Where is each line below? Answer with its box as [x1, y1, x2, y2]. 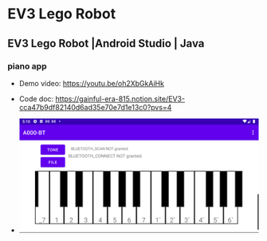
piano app [7, 61, 47, 72]
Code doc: [18, 93, 54, 104]
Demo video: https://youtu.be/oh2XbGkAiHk [18, 78, 165, 88]
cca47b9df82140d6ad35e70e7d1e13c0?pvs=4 [18, 102, 172, 112]
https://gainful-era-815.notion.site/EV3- [55, 93, 185, 104]
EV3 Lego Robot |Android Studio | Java [7, 37, 205, 50]
